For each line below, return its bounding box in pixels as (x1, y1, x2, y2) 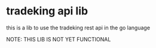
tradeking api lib (6, 4, 88, 18)
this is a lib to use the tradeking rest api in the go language (6, 24, 151, 31)
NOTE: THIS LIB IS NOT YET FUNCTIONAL (6, 35, 111, 43)
